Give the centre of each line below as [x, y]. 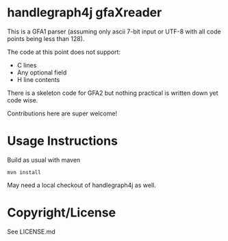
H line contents [38, 79]
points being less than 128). [46, 38]
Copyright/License [62, 213]
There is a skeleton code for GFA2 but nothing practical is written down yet [113, 93]
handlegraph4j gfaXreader [85, 13]
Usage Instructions [63, 141]
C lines [27, 65]
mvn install [24, 172]
